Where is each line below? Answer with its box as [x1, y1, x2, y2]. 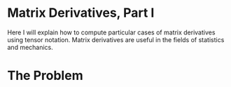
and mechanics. [7, 43, 54, 51]
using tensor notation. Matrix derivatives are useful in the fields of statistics [7, 35, 225, 43]
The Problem [7, 68, 83, 83]
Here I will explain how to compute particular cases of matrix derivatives [7, 28, 216, 36]
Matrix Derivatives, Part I [7, 5, 155, 21]
